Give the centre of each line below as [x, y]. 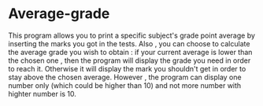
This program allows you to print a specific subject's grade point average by [132, 35]
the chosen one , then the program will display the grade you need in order [130, 60]
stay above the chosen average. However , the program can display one [125, 77]
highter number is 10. [43, 93]
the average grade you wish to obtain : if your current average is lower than [130, 52]
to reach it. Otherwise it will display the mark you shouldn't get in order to [127, 68]
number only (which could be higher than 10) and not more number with [125, 85]
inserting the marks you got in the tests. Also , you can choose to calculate [129, 43]
